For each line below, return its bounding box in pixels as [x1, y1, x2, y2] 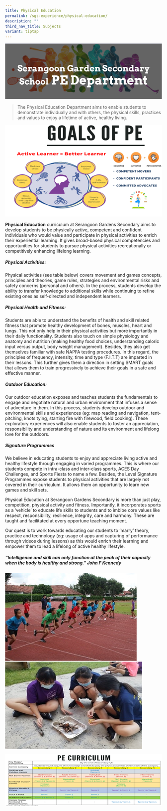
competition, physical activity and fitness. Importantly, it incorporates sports [5, 501, 161, 508]
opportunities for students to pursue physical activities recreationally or [5, 242, 152, 249]
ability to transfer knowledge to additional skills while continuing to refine [5, 288, 155, 294]
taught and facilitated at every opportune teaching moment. [5, 517, 128, 523]
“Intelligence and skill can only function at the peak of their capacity [5, 555, 151, 561]
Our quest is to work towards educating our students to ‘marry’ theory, [5, 527, 150, 533]
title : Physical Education [5, 8, 61, 13]
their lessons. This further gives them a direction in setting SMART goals [5, 359, 154, 365]
